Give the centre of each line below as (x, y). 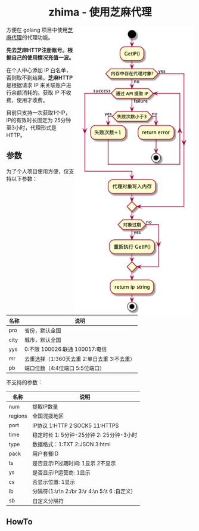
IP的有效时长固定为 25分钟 (39, 120)
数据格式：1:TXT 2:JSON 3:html (72, 444)
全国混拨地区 (48, 416)
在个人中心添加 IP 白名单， (39, 70)
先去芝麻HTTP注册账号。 (37, 50)
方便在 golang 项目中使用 (37, 30)
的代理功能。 (38, 37)
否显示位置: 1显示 (54, 482)
